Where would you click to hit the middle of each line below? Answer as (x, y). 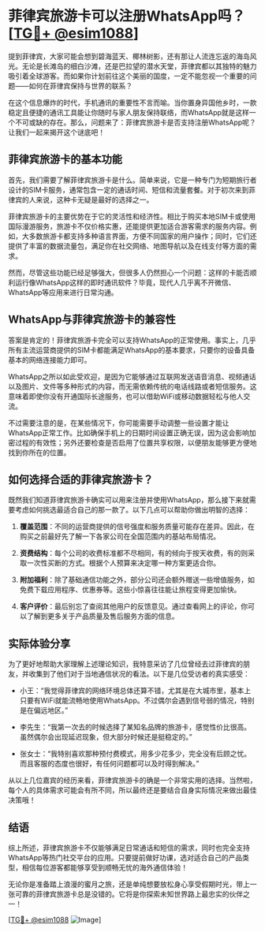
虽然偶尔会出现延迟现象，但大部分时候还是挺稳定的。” (106, 737)
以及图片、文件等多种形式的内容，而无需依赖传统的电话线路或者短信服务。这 (132, 386)
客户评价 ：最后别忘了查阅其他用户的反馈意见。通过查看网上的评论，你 (134, 606)
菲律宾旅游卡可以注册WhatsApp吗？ (127, 16)
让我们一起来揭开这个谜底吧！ (56, 132)
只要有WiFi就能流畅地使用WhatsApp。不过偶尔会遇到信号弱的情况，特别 (137, 701)
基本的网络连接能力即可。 (50, 360)
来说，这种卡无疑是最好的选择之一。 (94, 199)
